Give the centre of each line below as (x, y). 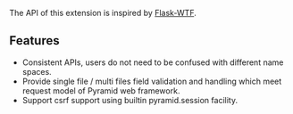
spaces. (37, 71)
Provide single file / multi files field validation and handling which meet (152, 81)
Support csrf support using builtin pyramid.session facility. (130, 100)
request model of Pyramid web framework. (101, 90)
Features (34, 41)
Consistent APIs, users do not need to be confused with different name (153, 62)
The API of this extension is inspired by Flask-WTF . (103, 13)
